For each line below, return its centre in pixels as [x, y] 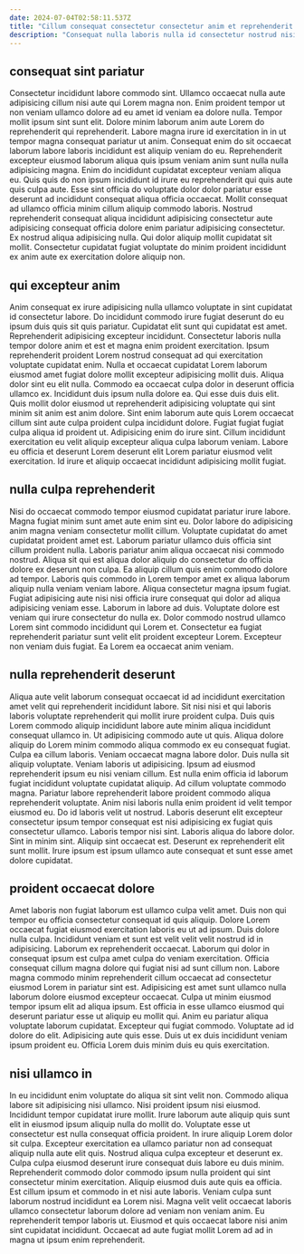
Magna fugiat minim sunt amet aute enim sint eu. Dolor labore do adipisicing [152, 521]
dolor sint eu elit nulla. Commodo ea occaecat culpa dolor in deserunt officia [152, 384]
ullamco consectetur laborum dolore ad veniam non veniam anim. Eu [137, 1211]
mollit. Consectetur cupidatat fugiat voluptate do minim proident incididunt [148, 247]
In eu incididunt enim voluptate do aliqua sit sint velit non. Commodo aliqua [149, 1095]
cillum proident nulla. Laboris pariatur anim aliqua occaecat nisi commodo [147, 550]
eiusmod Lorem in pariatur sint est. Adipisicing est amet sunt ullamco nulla [148, 988]
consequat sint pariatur [77, 71]
